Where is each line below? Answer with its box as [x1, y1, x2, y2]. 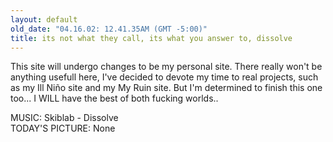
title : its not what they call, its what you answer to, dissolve [10, 33, 293, 43]
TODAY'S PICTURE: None [10, 122, 116, 135]
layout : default [10, 14, 78, 25]
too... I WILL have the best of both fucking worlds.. [10, 92, 219, 105]
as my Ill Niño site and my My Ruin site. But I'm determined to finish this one [10, 82, 323, 94]
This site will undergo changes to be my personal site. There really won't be [10, 61, 323, 73]
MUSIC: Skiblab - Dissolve [10, 112, 119, 124]
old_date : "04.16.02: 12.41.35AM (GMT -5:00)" [10, 24, 208, 34]
